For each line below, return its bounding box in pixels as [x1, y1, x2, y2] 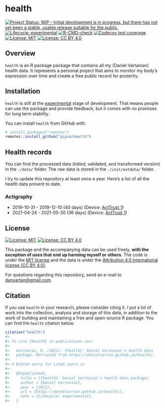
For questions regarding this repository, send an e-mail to [5, 272, 122, 278]
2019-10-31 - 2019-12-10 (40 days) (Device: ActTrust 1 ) [12, 204, 124, 210]
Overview [5, 49, 36, 58]
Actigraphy [5, 193, 33, 200]
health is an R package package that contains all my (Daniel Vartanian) [5, 62, 149, 68]
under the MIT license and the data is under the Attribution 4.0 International [5, 257, 159, 263]
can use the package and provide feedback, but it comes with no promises [5, 105, 157, 111]
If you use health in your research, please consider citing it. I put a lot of [5, 305, 152, 310]
